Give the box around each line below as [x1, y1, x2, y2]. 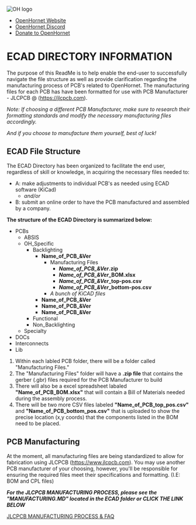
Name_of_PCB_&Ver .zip [59, 265, 119, 272]
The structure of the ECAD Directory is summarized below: [6, 216, 153, 223]
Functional [32, 315, 58, 322]
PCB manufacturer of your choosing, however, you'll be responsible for [6, 465, 178, 472]
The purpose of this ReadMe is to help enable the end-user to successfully [6, 69, 187, 76]
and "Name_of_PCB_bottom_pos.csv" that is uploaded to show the [15, 407, 180, 414]
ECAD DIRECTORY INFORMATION [6, 50, 173, 63]
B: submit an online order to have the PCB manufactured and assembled [15, 198, 190, 206]
